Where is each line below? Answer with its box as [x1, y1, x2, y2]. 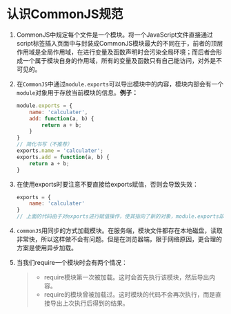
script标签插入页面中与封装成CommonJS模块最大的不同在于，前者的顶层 [16, 39, 223, 47]
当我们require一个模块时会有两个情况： [16, 259, 128, 267]
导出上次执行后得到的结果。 [50, 299, 129, 308]
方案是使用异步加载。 [16, 243, 77, 252]
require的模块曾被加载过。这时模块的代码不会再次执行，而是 [43, 290, 216, 299]
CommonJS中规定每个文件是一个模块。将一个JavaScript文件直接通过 [16, 30, 213, 39]
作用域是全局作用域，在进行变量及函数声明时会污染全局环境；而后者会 [16, 48, 217, 56]
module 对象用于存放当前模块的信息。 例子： [16, 88, 139, 97]
